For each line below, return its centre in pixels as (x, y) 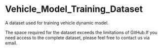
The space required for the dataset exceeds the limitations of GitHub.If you (81, 32)
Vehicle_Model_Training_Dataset (74, 9)
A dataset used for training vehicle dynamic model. (57, 23)
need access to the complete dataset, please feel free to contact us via (77, 38)
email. (11, 43)
